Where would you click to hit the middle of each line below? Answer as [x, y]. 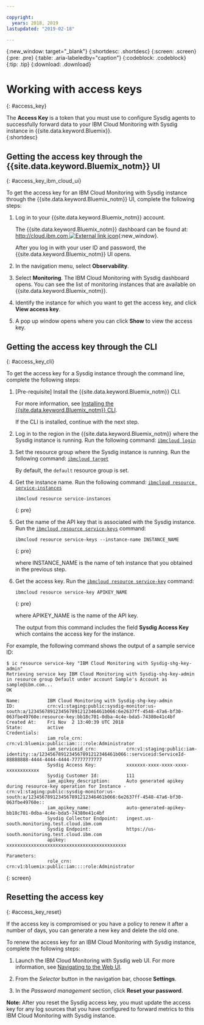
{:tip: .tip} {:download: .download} [49, 64]
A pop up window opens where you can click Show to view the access [104, 321]
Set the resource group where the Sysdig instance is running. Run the [102, 452]
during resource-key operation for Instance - [66, 786]
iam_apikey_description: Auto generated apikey [115, 781]
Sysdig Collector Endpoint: [83, 818]
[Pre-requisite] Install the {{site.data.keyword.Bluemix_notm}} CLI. [98, 391]
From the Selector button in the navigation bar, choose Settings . [96, 979]
